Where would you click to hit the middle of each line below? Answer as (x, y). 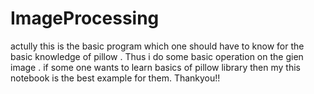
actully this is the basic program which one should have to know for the (157, 46)
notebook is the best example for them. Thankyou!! (115, 78)
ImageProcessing (85, 18)
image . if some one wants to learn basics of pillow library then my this (155, 67)
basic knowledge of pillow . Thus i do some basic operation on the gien (157, 56)
